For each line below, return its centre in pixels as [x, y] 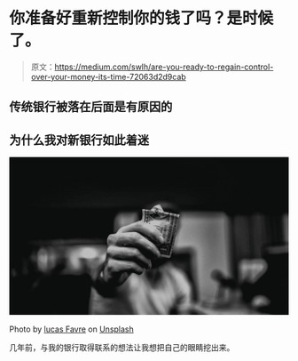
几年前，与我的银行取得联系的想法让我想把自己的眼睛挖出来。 [122, 347]
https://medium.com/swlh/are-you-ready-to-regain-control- [164, 67]
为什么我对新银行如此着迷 [79, 140]
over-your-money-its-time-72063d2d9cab [108, 76]
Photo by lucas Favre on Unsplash [72, 329]
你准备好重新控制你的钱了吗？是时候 [141, 18]
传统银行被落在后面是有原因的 [91, 107]
